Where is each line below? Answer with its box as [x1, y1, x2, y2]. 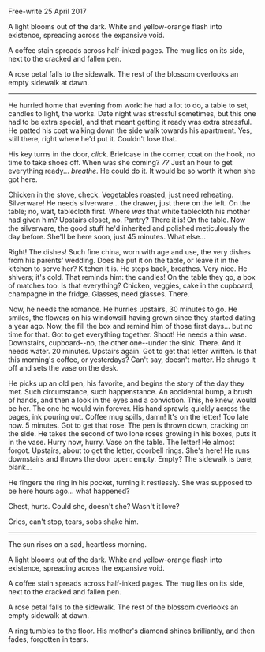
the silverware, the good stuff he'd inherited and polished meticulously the [8, 224, 250, 232]
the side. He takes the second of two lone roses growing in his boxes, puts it [8, 429, 256, 438]
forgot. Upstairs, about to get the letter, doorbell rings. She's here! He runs [8, 446, 250, 455]
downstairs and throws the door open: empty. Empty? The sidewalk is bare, [8, 454, 254, 463]
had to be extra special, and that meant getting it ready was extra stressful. [8, 118, 252, 126]
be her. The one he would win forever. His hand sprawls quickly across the [8, 404, 251, 413]
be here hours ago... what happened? [8, 486, 130, 496]
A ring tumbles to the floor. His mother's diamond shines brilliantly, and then [8, 626, 255, 635]
